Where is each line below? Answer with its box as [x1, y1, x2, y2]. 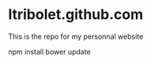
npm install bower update [8, 47, 91, 56]
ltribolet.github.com [8, 6, 144, 24]
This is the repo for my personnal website [8, 32, 144, 41]
